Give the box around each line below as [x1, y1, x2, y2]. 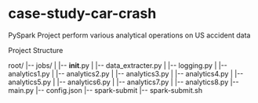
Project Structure [8, 45, 64, 55]
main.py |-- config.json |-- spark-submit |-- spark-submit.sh [8, 85, 203, 94]
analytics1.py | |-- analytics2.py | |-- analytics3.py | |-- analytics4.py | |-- [8, 69, 244, 78]
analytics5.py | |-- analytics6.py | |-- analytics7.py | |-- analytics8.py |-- [8, 77, 239, 87]
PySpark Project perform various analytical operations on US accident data [8, 30, 251, 40]
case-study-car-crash [8, 5, 157, 23]
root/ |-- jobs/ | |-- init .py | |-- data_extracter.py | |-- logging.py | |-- [8, 60, 227, 70]
